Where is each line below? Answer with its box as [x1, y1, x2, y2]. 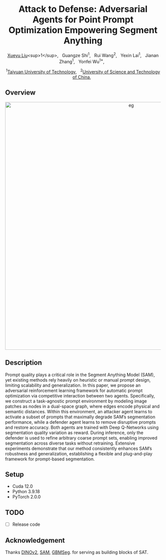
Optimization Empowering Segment [8, 25, 158, 36]
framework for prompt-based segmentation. [5, 456, 95, 462]
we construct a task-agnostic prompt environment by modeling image [5, 398, 147, 404]
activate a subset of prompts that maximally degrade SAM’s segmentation [5, 414, 156, 420]
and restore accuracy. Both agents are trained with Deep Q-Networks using [5, 424, 159, 430]
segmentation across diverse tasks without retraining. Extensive [5, 440, 135, 446]
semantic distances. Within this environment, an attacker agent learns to [5, 408, 152, 414]
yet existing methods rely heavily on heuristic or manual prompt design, [5, 377, 151, 383]
